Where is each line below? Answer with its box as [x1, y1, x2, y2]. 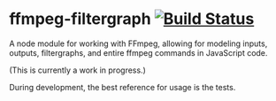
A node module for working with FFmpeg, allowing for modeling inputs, [9, 38, 268, 49]
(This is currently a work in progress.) [9, 65, 146, 75]
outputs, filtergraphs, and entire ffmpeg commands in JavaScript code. [9, 47, 268, 58]
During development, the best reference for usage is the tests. [9, 82, 236, 92]
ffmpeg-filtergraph [9, 9, 152, 29]
